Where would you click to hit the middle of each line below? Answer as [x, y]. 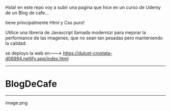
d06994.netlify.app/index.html [37, 59]
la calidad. [16, 43]
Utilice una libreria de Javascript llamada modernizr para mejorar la [76, 32]
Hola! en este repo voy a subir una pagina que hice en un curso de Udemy [83, 7]
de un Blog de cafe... [27, 13]
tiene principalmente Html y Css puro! [45, 23]
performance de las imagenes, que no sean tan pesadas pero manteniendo [84, 38]
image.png [17, 103]
